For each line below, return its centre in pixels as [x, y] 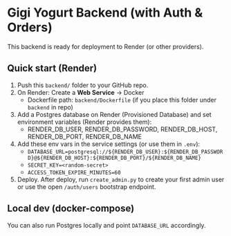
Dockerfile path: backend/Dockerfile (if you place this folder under [122, 100]
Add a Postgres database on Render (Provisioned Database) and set [114, 114]
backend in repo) [50, 107]
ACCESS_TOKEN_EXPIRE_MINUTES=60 [74, 172]
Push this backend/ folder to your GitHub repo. [83, 85]
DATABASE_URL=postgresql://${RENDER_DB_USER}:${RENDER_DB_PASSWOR [125, 152]
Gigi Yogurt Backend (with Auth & [105, 13]
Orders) [30, 27]
